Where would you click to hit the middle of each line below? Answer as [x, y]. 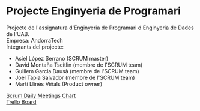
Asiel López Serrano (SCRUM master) [62, 58]
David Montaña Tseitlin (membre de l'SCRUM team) [79, 65]
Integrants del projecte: [35, 47]
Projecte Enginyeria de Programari [94, 11]
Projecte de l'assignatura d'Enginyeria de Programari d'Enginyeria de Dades [100, 28]
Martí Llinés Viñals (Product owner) [59, 84]
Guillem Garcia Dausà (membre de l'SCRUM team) [77, 71]
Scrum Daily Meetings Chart [41, 95]
